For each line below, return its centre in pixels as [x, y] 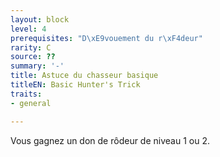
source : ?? [33, 57]
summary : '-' [37, 66]
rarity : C [31, 47]
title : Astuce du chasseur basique [84, 76]
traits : [26, 94]
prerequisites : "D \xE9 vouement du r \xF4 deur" [106, 38]
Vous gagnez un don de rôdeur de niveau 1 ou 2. [110, 140]
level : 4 [28, 29]
